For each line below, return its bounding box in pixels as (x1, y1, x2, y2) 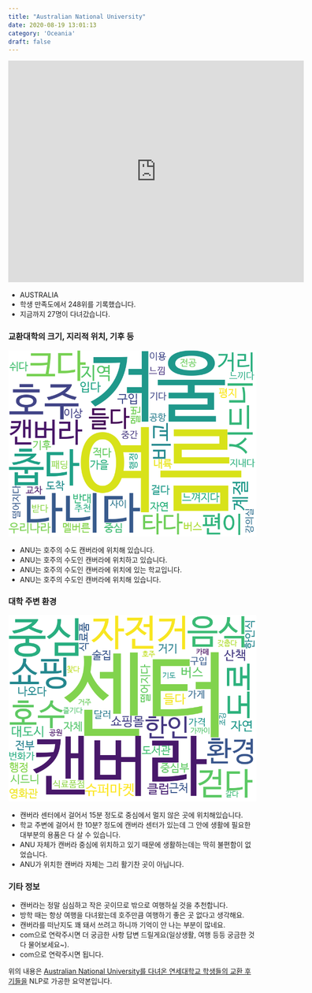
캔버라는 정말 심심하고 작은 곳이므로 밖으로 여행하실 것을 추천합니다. (19, 901, 228, 910)
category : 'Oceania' (8, 29, 76, 37)
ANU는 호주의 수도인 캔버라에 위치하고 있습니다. (19, 555, 168, 564)
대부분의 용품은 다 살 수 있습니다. (19, 830, 121, 839)
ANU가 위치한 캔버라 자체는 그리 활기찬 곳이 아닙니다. (19, 859, 184, 868)
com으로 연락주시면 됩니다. (19, 950, 104, 959)
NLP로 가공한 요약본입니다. (28, 976, 113, 986)
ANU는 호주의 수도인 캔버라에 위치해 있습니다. (19, 575, 162, 584)
